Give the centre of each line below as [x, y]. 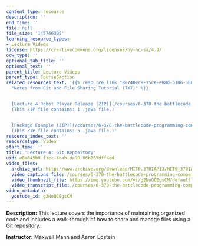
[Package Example [33, 125]
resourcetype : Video [32, 142]
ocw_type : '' [22, 55]
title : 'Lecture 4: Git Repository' [51, 153]
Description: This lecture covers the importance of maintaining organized [96, 213]
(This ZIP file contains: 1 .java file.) [63, 109]
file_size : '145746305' [35, 34]
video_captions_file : [38, 174]
